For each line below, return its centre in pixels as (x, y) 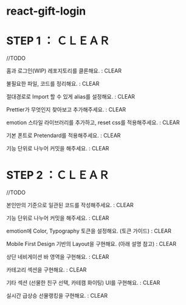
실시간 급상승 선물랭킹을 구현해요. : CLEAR (57, 296)
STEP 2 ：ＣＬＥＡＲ (58, 175)
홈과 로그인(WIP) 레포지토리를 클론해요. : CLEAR (64, 71)
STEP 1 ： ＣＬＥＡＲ (58, 41)
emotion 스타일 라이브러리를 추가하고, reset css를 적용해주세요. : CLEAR (93, 122)
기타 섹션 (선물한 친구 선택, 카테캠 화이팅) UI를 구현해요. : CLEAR (83, 283)
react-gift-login (46, 11)
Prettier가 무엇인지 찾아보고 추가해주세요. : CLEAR (66, 110)
